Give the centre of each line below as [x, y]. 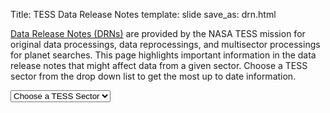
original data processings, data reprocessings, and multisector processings [165, 44]
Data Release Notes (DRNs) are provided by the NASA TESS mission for [158, 33]
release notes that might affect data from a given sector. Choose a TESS [159, 65]
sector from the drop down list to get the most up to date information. [153, 76]
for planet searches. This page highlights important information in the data [163, 55]
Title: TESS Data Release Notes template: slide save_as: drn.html [143, 14]
